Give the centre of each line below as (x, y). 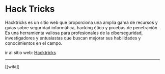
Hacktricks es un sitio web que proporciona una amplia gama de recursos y (82, 22)
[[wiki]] (12, 66)
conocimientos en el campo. (34, 43)
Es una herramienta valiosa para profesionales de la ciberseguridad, (74, 33)
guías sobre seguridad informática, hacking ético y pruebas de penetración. (82, 27)
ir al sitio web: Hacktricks (31, 53)
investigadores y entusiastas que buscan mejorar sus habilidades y (73, 38)
